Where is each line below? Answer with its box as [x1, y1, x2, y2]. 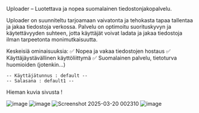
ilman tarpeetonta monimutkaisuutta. [6, 36, 98, 43]
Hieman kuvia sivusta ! [6, 88, 63, 96]
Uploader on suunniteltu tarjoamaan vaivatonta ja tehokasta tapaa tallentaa [6, 17, 194, 23]
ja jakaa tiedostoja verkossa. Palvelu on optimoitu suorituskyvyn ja [6, 23, 171, 30]
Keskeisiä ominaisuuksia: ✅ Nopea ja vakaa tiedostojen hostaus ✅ [6, 47, 171, 55]
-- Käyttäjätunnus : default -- [6, 73, 88, 79]
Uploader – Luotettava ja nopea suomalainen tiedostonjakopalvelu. [6, 5, 172, 12]
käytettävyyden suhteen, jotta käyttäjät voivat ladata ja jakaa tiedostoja [6, 29, 183, 37]
